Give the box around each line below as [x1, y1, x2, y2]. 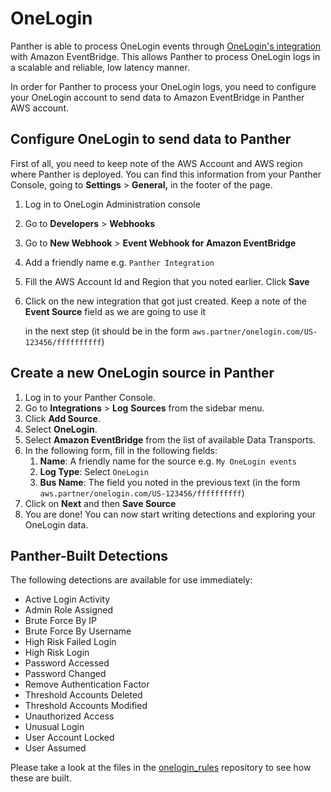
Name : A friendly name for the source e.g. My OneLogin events [39, 455, 297, 467]
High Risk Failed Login [24, 636, 117, 648]
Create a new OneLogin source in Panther [10, 365, 275, 382]
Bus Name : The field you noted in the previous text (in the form [39, 476, 301, 488]
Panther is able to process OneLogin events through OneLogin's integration [10, 40, 322, 52]
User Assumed [24, 742, 87, 754]
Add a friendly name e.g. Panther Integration [24, 256, 215, 268]
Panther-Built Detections [10, 547, 168, 564]
